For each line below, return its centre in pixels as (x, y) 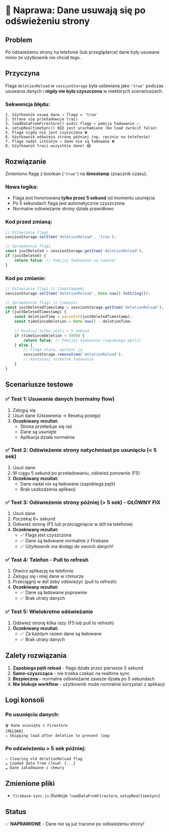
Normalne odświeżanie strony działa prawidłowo (63, 209)
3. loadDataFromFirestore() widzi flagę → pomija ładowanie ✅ (73, 124)
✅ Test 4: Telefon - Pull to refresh (47, 560)
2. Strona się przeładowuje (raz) (42, 119)
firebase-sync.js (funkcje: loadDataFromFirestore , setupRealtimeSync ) (86, 796)
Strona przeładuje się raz (46, 426)
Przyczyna (23, 73)
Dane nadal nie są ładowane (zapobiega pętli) (68, 484)
